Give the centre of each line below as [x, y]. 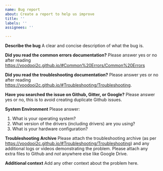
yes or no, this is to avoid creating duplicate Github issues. [64, 100]
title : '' [15, 18]
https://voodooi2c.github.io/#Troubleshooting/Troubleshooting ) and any [77, 143]
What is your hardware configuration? [50, 129]
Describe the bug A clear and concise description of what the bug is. [74, 46]
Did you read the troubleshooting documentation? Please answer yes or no [82, 75]
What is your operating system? [44, 119]
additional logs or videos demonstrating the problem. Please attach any [77, 149]
